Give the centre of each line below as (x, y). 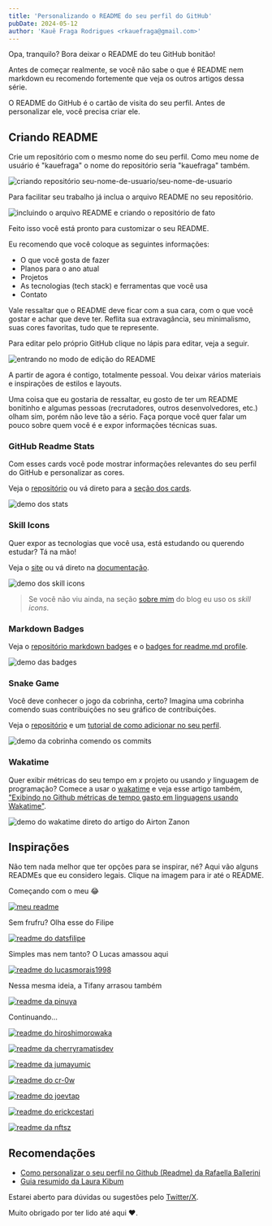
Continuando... (33, 1017)
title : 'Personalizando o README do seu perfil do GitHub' (110, 16)
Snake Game (34, 683)
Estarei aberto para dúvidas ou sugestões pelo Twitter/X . (104, 1198)
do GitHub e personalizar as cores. (67, 473)
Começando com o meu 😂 (54, 891)
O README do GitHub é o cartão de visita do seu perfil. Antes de (117, 103)
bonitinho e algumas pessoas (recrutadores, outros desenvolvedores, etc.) (133, 408)
